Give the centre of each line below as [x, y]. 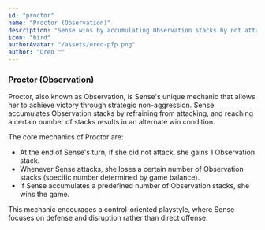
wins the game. [45, 195]
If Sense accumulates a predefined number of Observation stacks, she [134, 186]
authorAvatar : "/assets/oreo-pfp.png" [72, 45]
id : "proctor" [32, 15]
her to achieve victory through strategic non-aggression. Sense [111, 105]
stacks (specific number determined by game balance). [110, 177]
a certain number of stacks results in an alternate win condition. [112, 122]
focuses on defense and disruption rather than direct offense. [108, 218]
